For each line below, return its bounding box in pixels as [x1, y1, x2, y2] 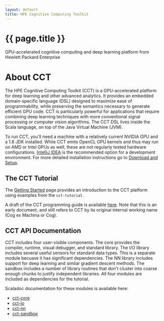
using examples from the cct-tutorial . [5, 192, 84, 198]
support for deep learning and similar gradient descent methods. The [5, 261, 144, 266]
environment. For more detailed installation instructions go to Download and [5, 155, 158, 160]
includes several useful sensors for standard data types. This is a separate [5, 250, 156, 256]
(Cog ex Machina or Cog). [5, 212, 57, 218]
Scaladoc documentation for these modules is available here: [5, 286, 128, 291]
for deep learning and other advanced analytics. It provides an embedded [5, 93, 154, 99]
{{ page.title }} [5, 33, 66, 44]
